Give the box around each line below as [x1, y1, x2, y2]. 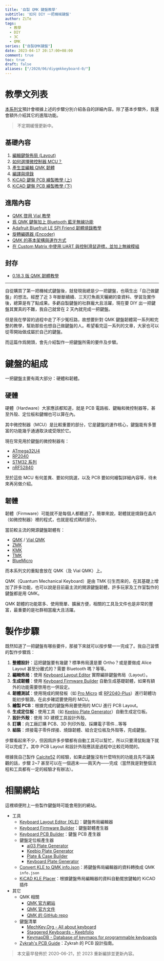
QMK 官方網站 [26, 900, 56, 906]
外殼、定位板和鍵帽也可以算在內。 [9, 411, 78, 417]
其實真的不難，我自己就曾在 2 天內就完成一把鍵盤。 [9, 306, 113, 312]
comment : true [5, 52, 34, 58]
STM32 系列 [12, 459, 37, 465]
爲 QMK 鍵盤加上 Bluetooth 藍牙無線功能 [12, 219, 94, 224]
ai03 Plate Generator [26, 842, 69, 848]
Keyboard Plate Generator [26, 858, 79, 864]
